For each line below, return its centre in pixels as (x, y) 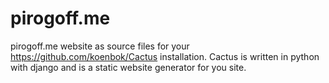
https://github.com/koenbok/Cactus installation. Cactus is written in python (165, 56)
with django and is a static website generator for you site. (128, 67)
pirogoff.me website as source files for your (100, 46)
